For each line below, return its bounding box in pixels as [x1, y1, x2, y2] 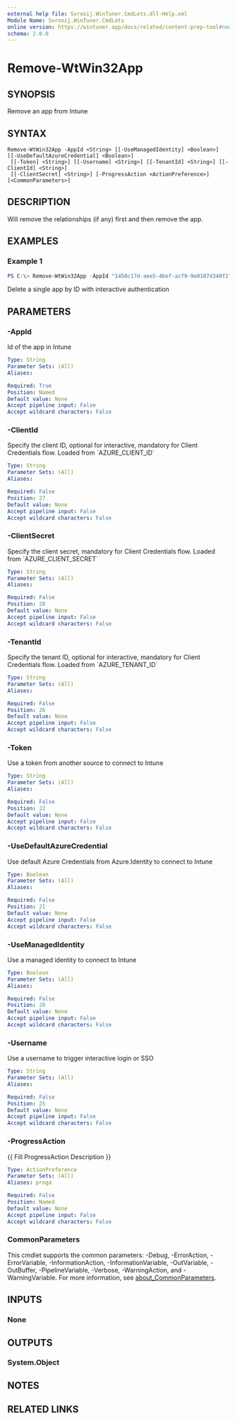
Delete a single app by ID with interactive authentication [7, 285, 169, 293]
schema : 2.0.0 [7, 30, 49, 37]
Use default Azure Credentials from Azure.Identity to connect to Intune [7, 857, 213, 866]
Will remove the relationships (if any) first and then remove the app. [7, 214, 203, 223]
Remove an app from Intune [7, 107, 88, 116]
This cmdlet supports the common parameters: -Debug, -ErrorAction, [7, 1251, 209, 1259]
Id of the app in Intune [7, 343, 72, 351]
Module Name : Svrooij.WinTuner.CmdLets [7, 17, 125, 24]
